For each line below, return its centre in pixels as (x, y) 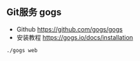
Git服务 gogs (34, 12)
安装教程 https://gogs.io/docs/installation (75, 37)
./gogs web (22, 50)
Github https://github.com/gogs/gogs (70, 29)
